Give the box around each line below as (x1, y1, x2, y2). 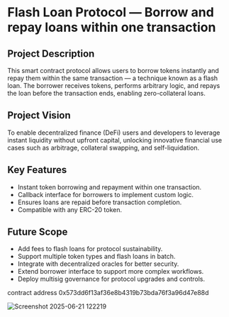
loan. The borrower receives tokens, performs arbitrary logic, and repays (7, 82, 220, 89)
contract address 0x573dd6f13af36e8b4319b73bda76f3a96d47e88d (7, 289, 209, 297)
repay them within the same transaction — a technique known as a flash (7, 74, 218, 82)
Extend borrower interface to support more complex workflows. (17, 267, 204, 276)
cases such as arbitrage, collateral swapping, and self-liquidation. (7, 143, 200, 152)
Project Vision (7, 109, 71, 121)
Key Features (7, 164, 67, 176)
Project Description (7, 48, 95, 60)
